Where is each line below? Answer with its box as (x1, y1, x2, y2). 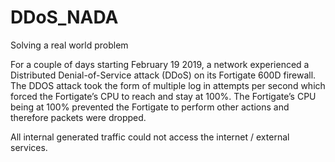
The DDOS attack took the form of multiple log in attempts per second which (10, 79, 326, 91)
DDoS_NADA (10, 6, 119, 29)
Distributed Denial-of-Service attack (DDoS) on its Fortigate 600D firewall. (10, 69, 317, 81)
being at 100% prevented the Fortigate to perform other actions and (10, 101, 290, 113)
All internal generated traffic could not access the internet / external (10, 131, 290, 143)
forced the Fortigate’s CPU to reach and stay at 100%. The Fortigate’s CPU (10, 90, 317, 102)
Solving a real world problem (10, 39, 129, 51)
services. (10, 141, 48, 153)
